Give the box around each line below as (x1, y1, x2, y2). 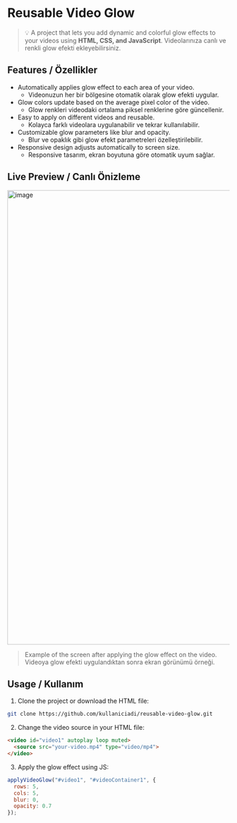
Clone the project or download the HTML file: (17, 697, 150, 705)
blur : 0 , (13, 796, 39, 803)
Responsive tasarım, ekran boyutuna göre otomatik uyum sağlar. (28, 150, 215, 159)
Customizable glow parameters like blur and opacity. (17, 128, 171, 136)
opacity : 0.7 (13, 803, 52, 810)
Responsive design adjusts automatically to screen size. (17, 143, 181, 151)
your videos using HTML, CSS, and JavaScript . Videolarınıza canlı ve (24, 36, 226, 44)
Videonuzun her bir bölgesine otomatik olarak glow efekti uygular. (28, 90, 219, 99)
